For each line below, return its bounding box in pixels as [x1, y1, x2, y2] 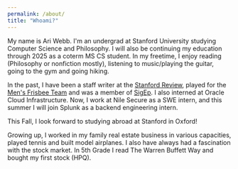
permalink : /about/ [7, 10, 65, 18]
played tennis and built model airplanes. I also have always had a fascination [7, 138, 231, 146]
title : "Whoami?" [7, 17, 59, 24]
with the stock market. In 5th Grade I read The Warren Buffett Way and [7, 146, 214, 154]
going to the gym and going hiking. [7, 67, 109, 75]
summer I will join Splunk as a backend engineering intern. [7, 103, 178, 111]
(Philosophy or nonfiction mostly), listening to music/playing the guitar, [7, 59, 215, 67]
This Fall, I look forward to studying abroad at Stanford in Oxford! [7, 116, 198, 125]
